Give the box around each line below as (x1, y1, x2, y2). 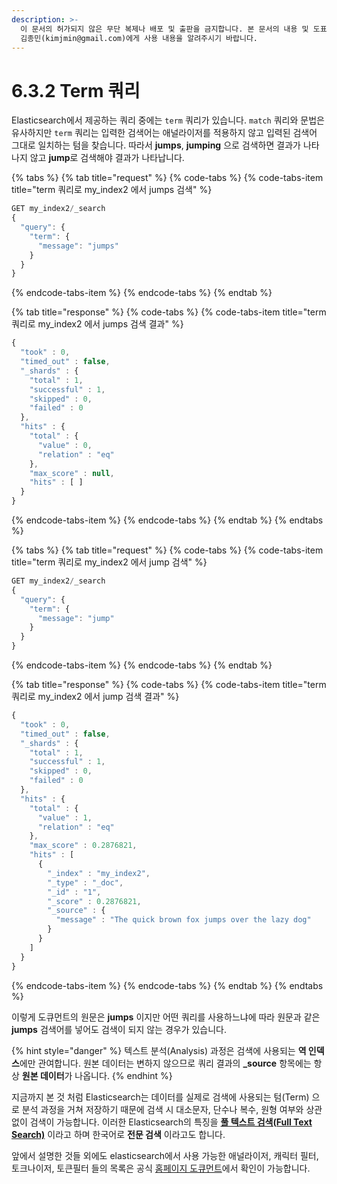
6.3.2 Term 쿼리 (11, 79, 141, 102)
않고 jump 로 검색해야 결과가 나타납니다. (29, 152, 185, 164)
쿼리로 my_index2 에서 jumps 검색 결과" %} (11, 318, 184, 330)
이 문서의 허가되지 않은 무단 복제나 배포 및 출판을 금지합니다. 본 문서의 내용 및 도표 (20, 24, 328, 34)
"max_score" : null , (29, 468, 115, 478)
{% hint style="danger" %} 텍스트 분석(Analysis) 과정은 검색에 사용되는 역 (11, 1044, 307, 1056)
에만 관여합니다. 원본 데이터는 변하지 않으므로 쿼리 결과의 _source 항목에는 (19, 1057, 312, 1069)
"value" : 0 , (37, 440, 93, 450)
